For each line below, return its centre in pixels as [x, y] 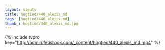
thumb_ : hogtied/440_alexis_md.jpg [42, 23]
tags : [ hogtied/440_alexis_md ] [37, 19]
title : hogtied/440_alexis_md [36, 14]
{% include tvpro [22, 37]
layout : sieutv [21, 10]
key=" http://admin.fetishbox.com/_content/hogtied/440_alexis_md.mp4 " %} [83, 43]
